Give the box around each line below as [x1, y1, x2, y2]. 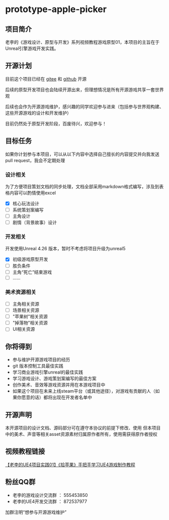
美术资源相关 [5, 288, 37, 295]
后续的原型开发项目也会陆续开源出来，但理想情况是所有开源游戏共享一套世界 [5, 87, 164, 93]
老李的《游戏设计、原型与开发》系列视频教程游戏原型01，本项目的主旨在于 [5, 39, 160, 45]
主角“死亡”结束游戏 [12, 269, 52, 275]
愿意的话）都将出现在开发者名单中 [21, 394, 92, 401]
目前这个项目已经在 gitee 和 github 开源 [5, 76, 87, 82]
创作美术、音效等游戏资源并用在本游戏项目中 [12, 382, 106, 388]
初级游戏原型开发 [12, 256, 48, 262]
